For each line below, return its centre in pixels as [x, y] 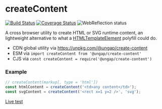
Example [16, 71]
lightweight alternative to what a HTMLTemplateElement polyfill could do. [81, 38]
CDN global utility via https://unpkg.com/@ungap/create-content [80, 48]
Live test [14, 101]
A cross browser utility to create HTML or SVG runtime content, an [74, 32]
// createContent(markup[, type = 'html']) [52, 82]
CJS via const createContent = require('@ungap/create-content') [82, 58]
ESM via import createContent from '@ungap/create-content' [77, 53]
